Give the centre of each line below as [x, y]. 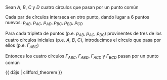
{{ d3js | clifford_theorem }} [34, 72]
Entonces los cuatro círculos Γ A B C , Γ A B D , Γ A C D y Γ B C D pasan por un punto [82, 57]
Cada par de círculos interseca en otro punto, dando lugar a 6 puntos [77, 17]
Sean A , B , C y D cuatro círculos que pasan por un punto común [72, 7]
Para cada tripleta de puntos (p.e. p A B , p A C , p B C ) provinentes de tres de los [83, 34]
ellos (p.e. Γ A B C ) [22, 46]
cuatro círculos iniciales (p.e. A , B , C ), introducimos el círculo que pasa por [83, 40]
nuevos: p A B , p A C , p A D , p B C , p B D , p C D [44, 23]
